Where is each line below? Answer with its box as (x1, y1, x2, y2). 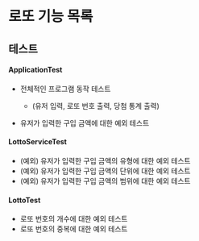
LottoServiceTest (8, 137, 67, 147)
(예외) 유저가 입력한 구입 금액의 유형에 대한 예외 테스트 (19, 156, 191, 165)
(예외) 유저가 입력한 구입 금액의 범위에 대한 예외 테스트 (19, 176, 191, 185)
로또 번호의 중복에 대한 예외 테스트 (19, 224, 128, 234)
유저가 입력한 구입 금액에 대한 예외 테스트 (19, 118, 150, 127)
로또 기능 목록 (8, 7, 93, 26)
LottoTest (8, 195, 41, 205)
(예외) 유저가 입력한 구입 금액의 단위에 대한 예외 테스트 (19, 166, 191, 176)
